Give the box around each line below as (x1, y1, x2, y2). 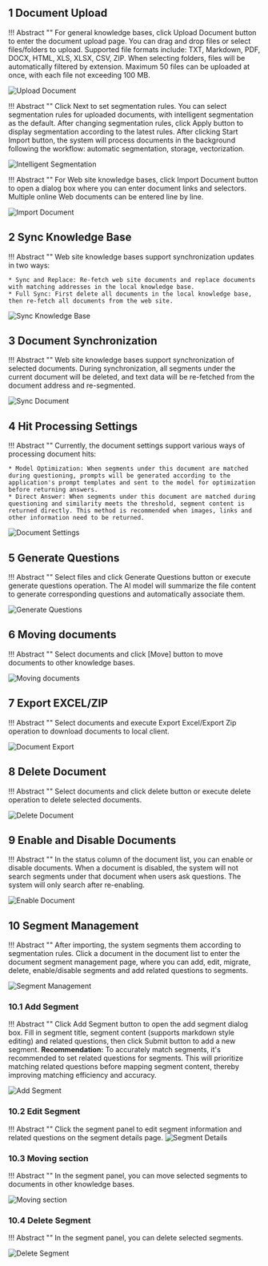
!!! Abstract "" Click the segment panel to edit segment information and (8, 1124, 242, 1134)
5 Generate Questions (8, 551, 120, 565)
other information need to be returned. (8, 514, 146, 522)
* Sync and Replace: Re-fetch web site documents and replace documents (8, 275, 256, 283)
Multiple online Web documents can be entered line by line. (8, 191, 204, 201)
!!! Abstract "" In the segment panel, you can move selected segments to (8, 1171, 248, 1180)
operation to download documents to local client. (8, 726, 170, 736)
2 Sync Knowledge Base (8, 231, 132, 244)
